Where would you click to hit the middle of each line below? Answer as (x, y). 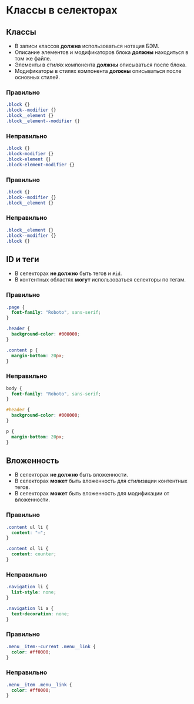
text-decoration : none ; (40, 614)
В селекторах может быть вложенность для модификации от (92, 494)
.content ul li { (27, 527)
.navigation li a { (30, 608)
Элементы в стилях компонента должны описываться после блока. (101, 65)
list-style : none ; (34, 592)
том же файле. (33, 58)
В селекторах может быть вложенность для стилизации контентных (101, 481)
